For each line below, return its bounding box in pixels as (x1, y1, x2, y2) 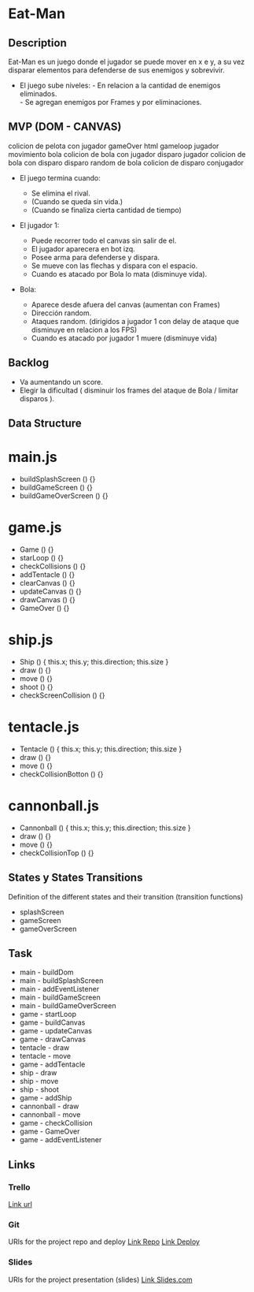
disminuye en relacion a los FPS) (31, 325, 138, 334)
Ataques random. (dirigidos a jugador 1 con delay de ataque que (31, 316, 240, 326)
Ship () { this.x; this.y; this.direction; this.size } (19, 657, 169, 666)
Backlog (8, 356, 50, 370)
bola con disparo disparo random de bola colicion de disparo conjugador (8, 158, 244, 167)
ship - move (19, 1077, 59, 1086)
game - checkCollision (19, 1119, 93, 1128)
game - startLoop (19, 1010, 77, 1019)
